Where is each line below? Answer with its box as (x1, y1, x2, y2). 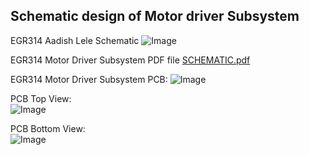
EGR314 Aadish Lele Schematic (10, 34, 140, 46)
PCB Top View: (10, 92, 72, 104)
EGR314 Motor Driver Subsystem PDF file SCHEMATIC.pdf (10, 54, 251, 66)
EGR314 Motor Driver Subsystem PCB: (10, 73, 168, 85)
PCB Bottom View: (10, 122, 86, 134)
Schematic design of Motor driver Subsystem (10, 8, 300, 25)
